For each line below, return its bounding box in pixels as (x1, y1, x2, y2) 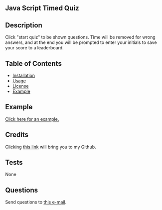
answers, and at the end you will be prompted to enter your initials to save (5, 39, 157, 45)
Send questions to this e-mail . (5, 199, 67, 205)
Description (5, 21, 42, 29)
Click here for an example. (5, 116, 59, 122)
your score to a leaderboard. (5, 45, 64, 51)
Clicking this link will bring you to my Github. (5, 144, 96, 150)
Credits (5, 131, 29, 139)
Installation (12, 72, 35, 79)
